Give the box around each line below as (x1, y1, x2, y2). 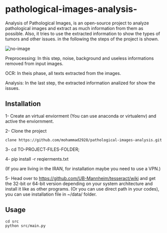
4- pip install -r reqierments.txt (5, 156, 69, 162)
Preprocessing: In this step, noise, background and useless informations (5, 55, 154, 61)
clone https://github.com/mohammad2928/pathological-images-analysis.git (5, 137, 162, 143)
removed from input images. (5, 60, 63, 66)
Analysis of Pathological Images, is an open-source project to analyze (5, 20, 149, 26)
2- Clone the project (5, 128, 47, 134)
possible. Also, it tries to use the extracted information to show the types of (5, 30, 160, 36)
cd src (5, 219, 19, 224)
